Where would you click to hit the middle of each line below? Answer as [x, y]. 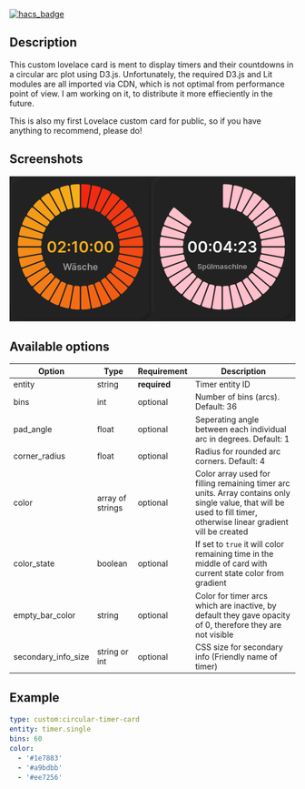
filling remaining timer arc [242, 483]
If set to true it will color [239, 544]
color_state [34, 563]
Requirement [162, 371]
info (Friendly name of [236, 656]
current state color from [239, 573]
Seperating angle [227, 420]
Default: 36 [216, 407]
